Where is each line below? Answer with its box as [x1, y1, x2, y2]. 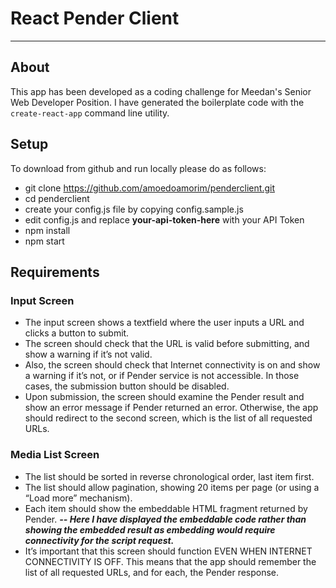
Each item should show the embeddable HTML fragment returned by [24, 502, 308, 514]
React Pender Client [10, 7, 180, 30]
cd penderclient [24, 192, 90, 204]
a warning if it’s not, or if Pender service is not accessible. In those [24, 370, 300, 382]
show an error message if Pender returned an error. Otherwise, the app [24, 402, 319, 414]
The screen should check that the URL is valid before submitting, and [24, 338, 310, 350]
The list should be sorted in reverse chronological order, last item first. [24, 470, 315, 482]
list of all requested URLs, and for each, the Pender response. [24, 566, 280, 578]
